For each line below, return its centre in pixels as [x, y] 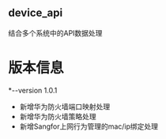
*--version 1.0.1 [33, 90]
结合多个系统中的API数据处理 [55, 33]
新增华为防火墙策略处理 [58, 116]
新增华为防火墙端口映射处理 [65, 107]
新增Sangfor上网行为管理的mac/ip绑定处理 [89, 126]
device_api [36, 13]
